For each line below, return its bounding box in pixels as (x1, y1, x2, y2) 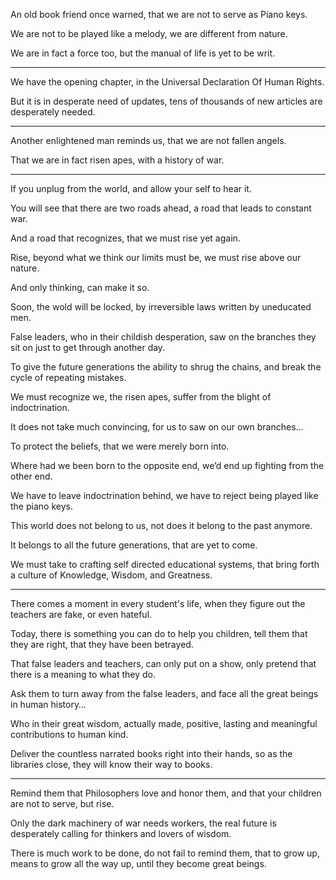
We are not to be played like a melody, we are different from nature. (10, 28, 288, 39)
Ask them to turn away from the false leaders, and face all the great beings (10, 688, 319, 699)
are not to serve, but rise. (10, 798, 115, 809)
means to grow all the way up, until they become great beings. (10, 858, 267, 869)
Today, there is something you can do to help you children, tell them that (10, 628, 308, 639)
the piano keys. (10, 500, 73, 512)
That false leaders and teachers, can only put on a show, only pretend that (10, 658, 317, 669)
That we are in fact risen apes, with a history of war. (10, 154, 225, 166)
